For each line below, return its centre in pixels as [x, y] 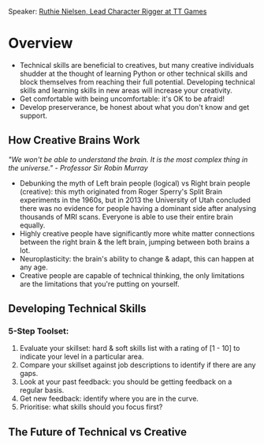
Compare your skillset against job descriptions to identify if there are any [138, 365]
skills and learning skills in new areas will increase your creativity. [126, 90]
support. [33, 115]
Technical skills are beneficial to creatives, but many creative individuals [137, 65]
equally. [32, 225]
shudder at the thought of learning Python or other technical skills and [134, 73]
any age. [34, 267]
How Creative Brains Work [74, 140]
